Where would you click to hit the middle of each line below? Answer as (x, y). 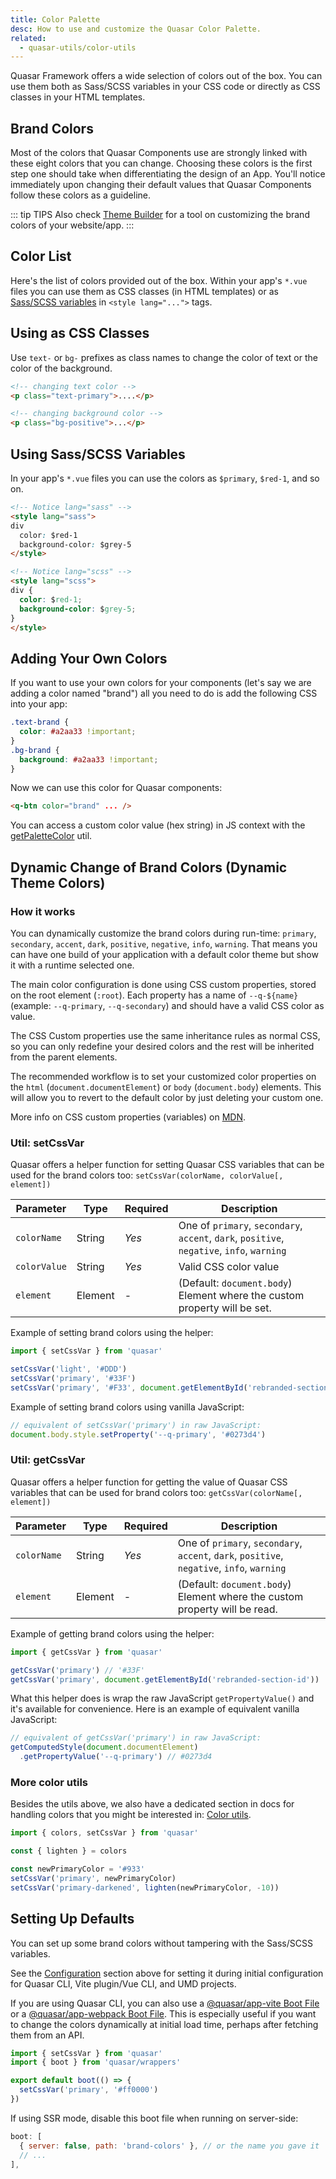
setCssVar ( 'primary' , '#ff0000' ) (89, 2090)
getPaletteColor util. (51, 836)
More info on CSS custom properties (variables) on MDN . (128, 1117)
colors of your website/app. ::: (72, 225)
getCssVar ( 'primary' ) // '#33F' (77, 1670)
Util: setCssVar (47, 1143)
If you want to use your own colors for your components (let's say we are (161, 683)
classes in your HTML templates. (78, 97)
